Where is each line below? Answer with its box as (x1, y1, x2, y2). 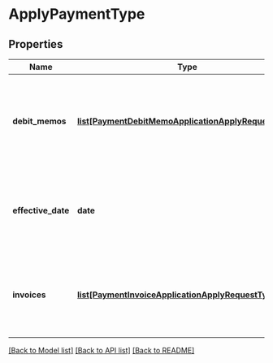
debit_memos (12, 115, 67, 127)
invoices (12, 289, 46, 300)
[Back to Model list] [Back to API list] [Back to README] (8, 346, 195, 355)
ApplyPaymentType (8, 5, 145, 24)
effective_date (12, 205, 70, 216)
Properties (8, 37, 63, 51)
